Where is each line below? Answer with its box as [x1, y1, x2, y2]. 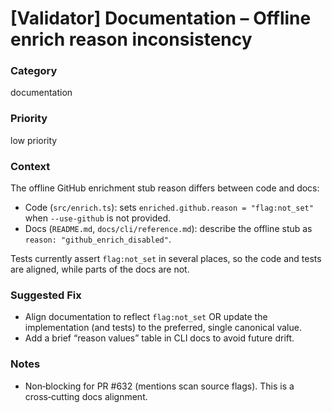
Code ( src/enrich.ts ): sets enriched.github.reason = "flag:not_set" [24, 202, 314, 214]
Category [10, 64, 58, 78]
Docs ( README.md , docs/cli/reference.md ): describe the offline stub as [24, 223, 313, 235]
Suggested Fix [10, 288, 82, 302]
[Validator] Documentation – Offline [10, 7, 312, 30]
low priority [10, 134, 58, 146]
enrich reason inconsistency [10, 28, 253, 51]
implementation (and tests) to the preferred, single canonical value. [24, 322, 302, 334]
